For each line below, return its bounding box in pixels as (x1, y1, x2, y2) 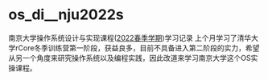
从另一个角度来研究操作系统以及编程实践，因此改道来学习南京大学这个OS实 (8, 53, 258, 62)
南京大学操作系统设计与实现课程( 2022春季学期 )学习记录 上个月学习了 (8, 33, 237, 42)
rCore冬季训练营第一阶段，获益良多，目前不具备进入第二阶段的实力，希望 (14, 42, 260, 53)
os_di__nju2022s (8, 6, 124, 24)
